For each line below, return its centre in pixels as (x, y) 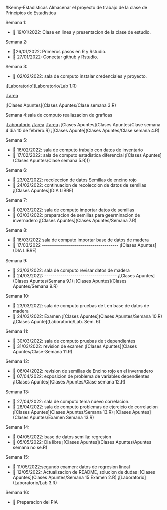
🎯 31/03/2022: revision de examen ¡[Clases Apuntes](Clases (75, 346)
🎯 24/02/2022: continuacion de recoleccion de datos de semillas (79, 185)
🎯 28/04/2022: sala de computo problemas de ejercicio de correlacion (85, 407)
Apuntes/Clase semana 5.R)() (60, 160)
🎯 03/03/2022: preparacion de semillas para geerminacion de (76, 215)
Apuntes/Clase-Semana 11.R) (42, 352)
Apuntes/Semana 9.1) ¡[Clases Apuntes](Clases (78, 281)
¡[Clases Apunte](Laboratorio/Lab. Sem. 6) (56, 322)
